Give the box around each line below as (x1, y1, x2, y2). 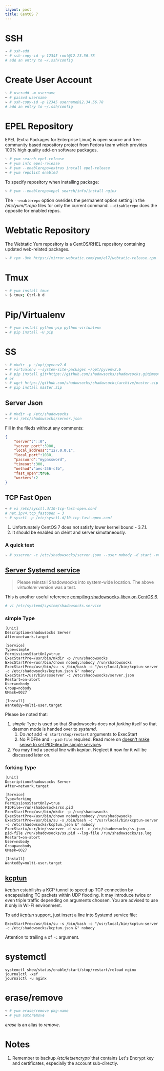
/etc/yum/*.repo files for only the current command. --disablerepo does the (5, 202, 157, 208)
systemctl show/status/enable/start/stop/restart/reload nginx (5, 967, 137, 972)
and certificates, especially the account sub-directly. (12, 1060, 119, 1066)
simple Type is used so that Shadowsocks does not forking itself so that (12, 721, 157, 727)
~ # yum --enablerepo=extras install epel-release (5, 166, 110, 171)
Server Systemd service (5, 566, 81, 574)
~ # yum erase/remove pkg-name (5, 1008, 69, 1013)
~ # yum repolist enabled (5, 170, 58, 175)
